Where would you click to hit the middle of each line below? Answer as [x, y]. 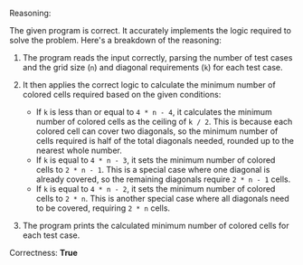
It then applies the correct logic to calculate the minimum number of [149, 85]
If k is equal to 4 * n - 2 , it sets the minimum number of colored [156, 189]
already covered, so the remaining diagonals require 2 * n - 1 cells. [163, 179]
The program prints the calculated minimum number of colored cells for [156, 226]
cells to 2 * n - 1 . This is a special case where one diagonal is [153, 170]
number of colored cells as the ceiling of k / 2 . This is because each [164, 122]
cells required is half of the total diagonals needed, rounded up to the [165, 141]
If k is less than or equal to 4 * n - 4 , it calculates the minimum [154, 112]
